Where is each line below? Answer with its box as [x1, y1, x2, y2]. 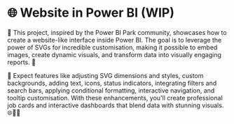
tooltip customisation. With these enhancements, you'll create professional [7, 93, 223, 102]
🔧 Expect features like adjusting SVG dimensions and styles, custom [7, 71, 204, 79]
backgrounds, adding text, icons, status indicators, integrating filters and [7, 79, 217, 87]
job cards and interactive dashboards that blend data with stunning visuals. [7, 101, 224, 109]
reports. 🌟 [7, 58, 36, 66]
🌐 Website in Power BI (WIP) [7, 5, 175, 21]
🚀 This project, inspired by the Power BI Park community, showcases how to [7, 28, 227, 36]
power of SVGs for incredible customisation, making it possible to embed [7, 43, 218, 52]
